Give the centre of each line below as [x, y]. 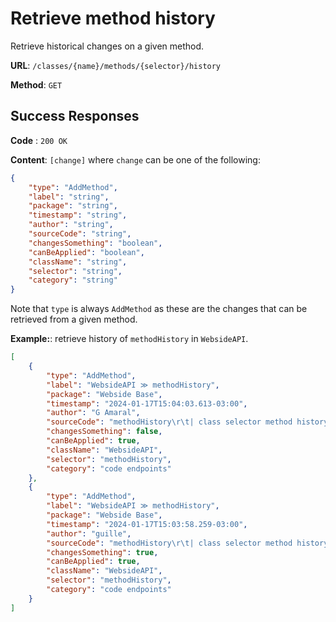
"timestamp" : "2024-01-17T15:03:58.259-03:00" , [147, 524]
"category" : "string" [73, 280]
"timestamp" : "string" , [78, 215]
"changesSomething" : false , [104, 432]
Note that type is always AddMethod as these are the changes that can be [159, 309]
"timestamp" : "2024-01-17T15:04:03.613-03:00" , [147, 403]
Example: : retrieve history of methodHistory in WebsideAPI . [129, 339]
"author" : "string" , [71, 225]
